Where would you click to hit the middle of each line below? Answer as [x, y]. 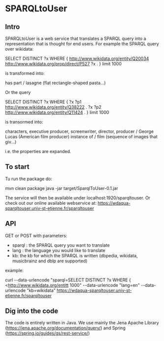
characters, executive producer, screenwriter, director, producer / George [79, 131]
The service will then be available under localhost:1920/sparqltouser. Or [78, 198]
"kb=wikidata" [41, 290]
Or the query [18, 92]
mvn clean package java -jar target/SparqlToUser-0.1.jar [62, 188]
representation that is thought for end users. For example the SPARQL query [82, 44]
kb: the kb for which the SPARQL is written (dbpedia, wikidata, [75, 255]
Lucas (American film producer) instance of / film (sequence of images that [82, 137]
